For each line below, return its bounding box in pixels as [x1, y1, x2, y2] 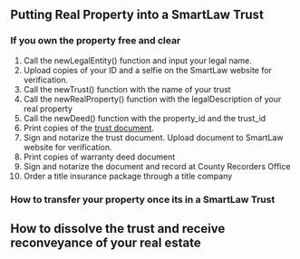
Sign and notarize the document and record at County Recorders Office [23, 160, 291, 171]
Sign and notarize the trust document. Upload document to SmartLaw [23, 131, 284, 143]
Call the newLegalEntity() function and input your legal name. [23, 54, 253, 66]
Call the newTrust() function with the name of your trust [23, 83, 231, 94]
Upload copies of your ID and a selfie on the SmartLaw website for [23, 64, 273, 75]
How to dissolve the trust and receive [10, 221, 226, 236]
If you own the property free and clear [10, 34, 181, 47]
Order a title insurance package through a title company [23, 170, 233, 181]
